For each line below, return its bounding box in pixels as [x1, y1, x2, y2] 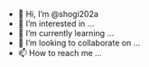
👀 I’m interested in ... [17, 18, 95, 29]
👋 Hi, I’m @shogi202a [17, 9, 99, 19]
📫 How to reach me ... [17, 48, 102, 58]
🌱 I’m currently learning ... [17, 28, 115, 38]
